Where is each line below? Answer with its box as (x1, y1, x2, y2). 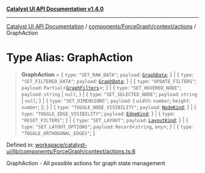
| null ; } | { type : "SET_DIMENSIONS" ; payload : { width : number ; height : (21, 97, 191, 104)
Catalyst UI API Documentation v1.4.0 (6, 6, 104, 12)
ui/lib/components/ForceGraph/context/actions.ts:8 (6, 147, 136, 155)
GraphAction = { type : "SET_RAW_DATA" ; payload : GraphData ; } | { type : (21, 70, 193, 78)
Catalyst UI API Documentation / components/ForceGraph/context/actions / (6, 23, 196, 30)
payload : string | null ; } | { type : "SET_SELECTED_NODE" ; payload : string (21, 90, 198, 97)
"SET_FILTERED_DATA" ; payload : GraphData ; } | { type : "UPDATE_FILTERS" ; (21, 77, 197, 84)
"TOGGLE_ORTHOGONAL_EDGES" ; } (21, 129, 96, 136)
